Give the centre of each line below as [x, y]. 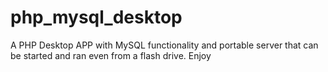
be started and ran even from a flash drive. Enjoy [111, 55]
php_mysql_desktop [96, 17]
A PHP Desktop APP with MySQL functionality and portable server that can [164, 45]
